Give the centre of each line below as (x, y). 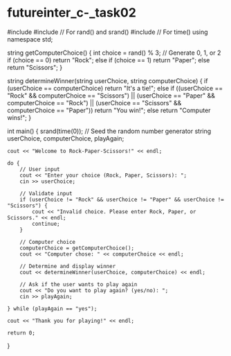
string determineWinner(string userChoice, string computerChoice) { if (108, 80)
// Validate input (46, 193)
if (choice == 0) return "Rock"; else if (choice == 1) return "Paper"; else (109, 60)
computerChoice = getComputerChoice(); (77, 248)
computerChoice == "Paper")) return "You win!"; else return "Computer (109, 110)
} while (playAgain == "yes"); (52, 309)
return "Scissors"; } (35, 67)
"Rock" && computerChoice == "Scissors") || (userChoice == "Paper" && (111, 96)
